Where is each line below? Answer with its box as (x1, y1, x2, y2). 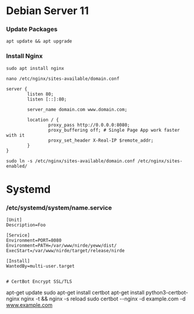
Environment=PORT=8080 (6, 238, 62, 243)
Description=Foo (6, 222, 46, 228)
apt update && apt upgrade (6, 38, 72, 45)
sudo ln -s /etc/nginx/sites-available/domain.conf (6, 158, 135, 164)
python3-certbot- (146, 289, 188, 296)
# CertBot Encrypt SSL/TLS (6, 279, 72, 285)
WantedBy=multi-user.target (6, 263, 75, 269)
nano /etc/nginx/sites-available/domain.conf (6, 75, 119, 82)
